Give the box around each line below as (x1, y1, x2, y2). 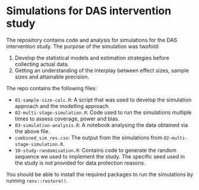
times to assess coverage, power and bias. (14, 115, 120, 122)
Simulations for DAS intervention (6, 4, 172, 18)
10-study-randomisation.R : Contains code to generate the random (14, 147, 177, 154)
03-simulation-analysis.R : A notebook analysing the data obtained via (14, 121, 188, 128)
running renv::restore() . (6, 177, 68, 184)
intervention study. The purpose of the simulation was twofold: (6, 43, 160, 50)
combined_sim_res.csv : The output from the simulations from (14, 134, 163, 141)
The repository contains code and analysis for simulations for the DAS (6, 36, 178, 43)
